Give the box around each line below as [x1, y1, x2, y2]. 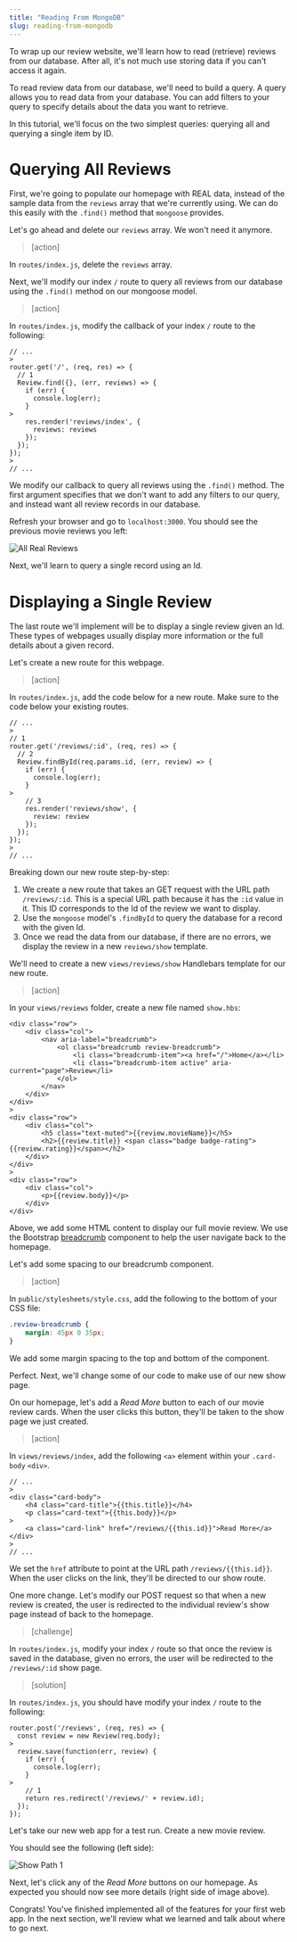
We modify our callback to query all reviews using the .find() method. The [9, 480, 285, 491]
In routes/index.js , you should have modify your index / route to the [9, 1697, 262, 1707]
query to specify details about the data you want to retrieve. [9, 101, 229, 112]
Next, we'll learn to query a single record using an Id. [9, 560, 203, 571]
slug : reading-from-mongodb [9, 21, 114, 30]
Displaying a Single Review [9, 591, 213, 612]
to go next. [9, 1923, 49, 1933]
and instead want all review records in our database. [9, 499, 202, 509]
